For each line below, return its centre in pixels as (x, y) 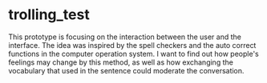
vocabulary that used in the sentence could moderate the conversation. (126, 70)
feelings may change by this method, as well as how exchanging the (121, 62)
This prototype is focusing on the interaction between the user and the (125, 37)
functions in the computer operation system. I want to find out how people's (133, 53)
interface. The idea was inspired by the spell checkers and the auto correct (132, 45)
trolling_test (49, 15)
